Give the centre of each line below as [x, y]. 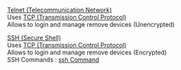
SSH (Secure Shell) [34, 38]
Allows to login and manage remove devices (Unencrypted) [91, 24]
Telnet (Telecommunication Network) [60, 10]
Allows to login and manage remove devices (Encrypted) [87, 52]
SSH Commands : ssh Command [53, 60]
